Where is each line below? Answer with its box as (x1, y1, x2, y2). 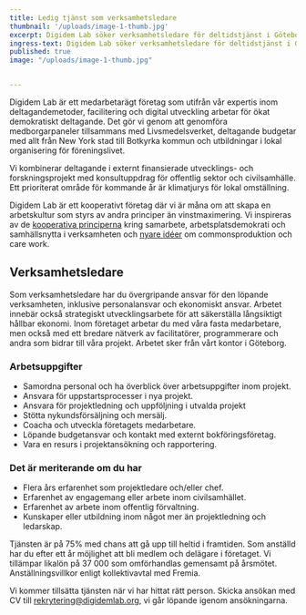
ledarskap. (22, 521, 63, 532)
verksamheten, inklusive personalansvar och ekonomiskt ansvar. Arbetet (9, 298, 282, 310)
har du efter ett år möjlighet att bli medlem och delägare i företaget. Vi (9, 548, 271, 559)
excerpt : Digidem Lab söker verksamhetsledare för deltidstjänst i (9, 30, 271, 39)
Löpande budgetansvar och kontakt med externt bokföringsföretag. (22, 429, 277, 440)
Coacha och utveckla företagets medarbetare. (22, 420, 197, 431)
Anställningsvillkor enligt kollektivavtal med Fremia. (9, 568, 201, 579)
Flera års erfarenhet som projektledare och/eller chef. (22, 482, 224, 493)
